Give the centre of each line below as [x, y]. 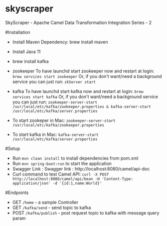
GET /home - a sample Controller [45, 202]
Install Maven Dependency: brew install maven [60, 42]
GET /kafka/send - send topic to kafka [52, 207]
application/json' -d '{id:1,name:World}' [57, 183]
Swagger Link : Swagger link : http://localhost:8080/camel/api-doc [81, 168]
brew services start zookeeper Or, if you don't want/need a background [87, 76]
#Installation [18, 32]
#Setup [13, 148]
